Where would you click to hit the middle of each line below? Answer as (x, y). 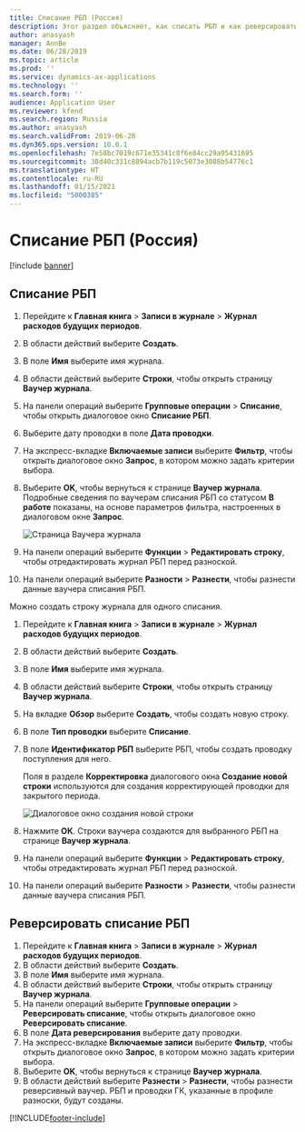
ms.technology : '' (44, 85)
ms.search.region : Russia (58, 119)
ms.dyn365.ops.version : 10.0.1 (69, 145)
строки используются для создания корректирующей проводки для (156, 786)
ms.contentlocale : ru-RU (56, 178)
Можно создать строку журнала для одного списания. (116, 606)
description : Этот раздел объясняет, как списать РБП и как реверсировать (154, 26)
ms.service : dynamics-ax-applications (83, 77)
